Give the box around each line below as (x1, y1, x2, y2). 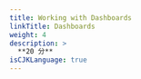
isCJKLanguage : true (9, 55, 88, 64)
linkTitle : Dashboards (9, 22, 96, 31)
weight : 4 (9, 30, 47, 39)
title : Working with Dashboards (9, 13, 132, 23)
